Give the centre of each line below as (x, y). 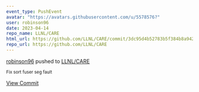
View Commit (23, 83)
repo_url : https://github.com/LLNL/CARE (57, 45)
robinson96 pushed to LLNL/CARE (48, 61)
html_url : (18, 39)
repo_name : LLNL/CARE (33, 34)
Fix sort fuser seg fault (29, 72)
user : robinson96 (28, 22)
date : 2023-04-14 (28, 28)
